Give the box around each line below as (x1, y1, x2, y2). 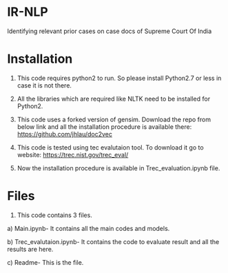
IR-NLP (7, 4, 48, 20)
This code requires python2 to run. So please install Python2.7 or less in (17, 74, 222, 82)
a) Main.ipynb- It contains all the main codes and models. (7, 224, 170, 232)
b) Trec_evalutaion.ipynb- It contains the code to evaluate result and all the (7, 237, 220, 245)
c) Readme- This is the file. (7, 258, 84, 266)
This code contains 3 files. (17, 211, 93, 219)
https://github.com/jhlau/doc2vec (17, 130, 112, 138)
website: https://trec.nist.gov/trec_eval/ (17, 150, 129, 159)
